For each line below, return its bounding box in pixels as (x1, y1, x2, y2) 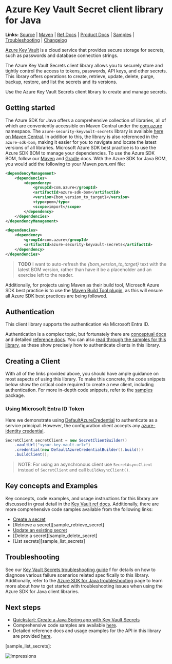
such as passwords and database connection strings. (5, 52, 119, 59)
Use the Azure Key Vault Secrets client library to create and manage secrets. (5, 88, 167, 94)
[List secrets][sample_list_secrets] (12, 538, 86, 544)
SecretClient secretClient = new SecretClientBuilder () (5, 438, 127, 443)
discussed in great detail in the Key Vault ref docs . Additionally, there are (5, 501, 159, 507)
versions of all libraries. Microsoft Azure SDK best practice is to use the (5, 144, 157, 150)
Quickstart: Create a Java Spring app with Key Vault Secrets (12, 617, 140, 623)
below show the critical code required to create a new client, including (5, 382, 154, 388)
